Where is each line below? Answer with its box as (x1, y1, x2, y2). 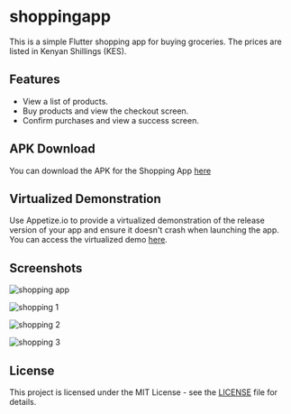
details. (9, 397, 37, 407)
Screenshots (9, 260, 83, 276)
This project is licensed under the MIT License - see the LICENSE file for (9, 387, 277, 398)
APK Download (9, 142, 96, 157)
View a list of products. (22, 96, 108, 106)
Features (9, 72, 60, 87)
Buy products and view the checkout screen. (22, 106, 189, 116)
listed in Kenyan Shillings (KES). (9, 45, 127, 56)
